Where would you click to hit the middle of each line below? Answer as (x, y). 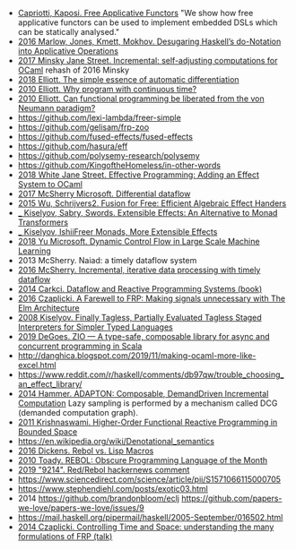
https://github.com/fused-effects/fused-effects (105, 137)
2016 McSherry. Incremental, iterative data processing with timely (139, 270)
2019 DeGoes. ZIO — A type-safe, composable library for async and (144, 336)
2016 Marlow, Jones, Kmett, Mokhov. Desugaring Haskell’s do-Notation (149, 41)
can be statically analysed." (69, 32)
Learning (34, 251)
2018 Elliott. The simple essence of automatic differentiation (128, 79)
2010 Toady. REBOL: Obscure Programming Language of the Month (142, 460)
